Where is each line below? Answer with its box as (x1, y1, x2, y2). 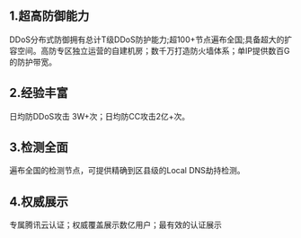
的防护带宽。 (9, 57, 57, 67)
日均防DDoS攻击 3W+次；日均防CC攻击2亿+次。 (9, 110, 190, 121)
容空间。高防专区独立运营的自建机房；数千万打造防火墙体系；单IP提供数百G (9, 45, 290, 56)
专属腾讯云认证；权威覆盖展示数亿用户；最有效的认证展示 (9, 219, 222, 231)
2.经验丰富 (9, 85, 69, 101)
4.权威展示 (9, 194, 69, 209)
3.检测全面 (9, 140, 69, 155)
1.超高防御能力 (9, 8, 90, 24)
